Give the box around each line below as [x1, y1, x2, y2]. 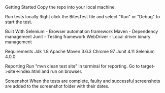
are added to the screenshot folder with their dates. [5, 83, 110, 89]
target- [141, 63, 155, 69]
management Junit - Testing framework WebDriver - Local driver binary [5, 34, 151, 39]
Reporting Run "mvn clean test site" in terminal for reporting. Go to [5, 63, 140, 69]
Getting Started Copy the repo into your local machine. [5, 4, 116, 10]
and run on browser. [41, 68, 83, 74]
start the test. [5, 19, 33, 25]
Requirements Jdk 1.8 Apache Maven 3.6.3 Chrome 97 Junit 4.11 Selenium [5, 49, 155, 54]
